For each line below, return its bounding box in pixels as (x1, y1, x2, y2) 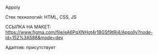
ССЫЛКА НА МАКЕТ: (5, 24, 51, 30)
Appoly (5, 5, 20, 10)
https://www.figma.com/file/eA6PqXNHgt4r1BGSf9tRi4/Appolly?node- (5, 29, 153, 35)
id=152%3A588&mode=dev (5, 35, 64, 40)
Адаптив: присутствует (5, 44, 56, 50)
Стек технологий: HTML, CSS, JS (5, 14, 77, 20)
